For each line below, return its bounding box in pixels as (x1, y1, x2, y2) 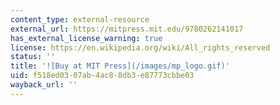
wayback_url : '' (10, 80, 78, 90)
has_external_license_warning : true (10, 33, 163, 43)
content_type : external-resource (10, 14, 150, 25)
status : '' (10, 52, 56, 62)
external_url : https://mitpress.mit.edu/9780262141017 (10, 24, 244, 34)
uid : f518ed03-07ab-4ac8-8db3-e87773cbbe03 (10, 71, 195, 81)
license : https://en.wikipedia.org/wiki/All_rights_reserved (10, 42, 271, 53)
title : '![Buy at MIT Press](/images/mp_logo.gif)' (10, 61, 230, 71)
